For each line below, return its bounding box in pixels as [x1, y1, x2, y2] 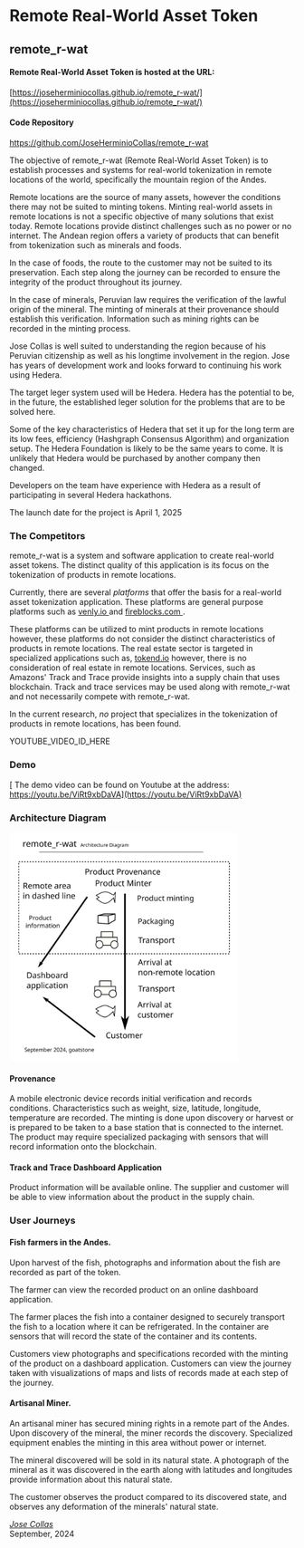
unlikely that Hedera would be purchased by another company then [9, 452, 261, 463]
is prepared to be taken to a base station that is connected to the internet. [9, 1122, 284, 1133]
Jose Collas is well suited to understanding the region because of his [9, 341, 267, 351]
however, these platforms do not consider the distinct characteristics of [9, 633, 276, 644]
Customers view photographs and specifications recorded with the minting [9, 1348, 289, 1359]
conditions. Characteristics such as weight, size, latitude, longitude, [9, 1102, 261, 1114]
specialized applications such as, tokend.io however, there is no [9, 653, 247, 664]
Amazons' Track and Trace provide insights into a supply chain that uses [9, 672, 280, 683]
